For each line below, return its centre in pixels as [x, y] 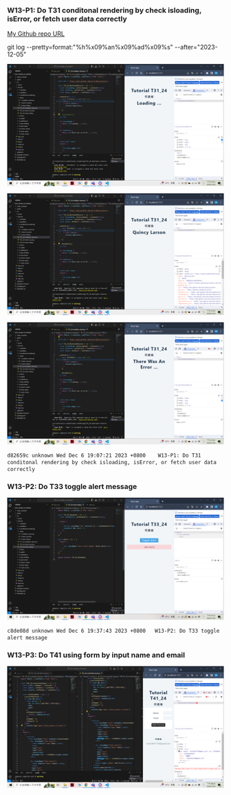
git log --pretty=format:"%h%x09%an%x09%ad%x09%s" [90, 47]
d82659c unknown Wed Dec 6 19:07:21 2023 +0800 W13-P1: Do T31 [104, 455]
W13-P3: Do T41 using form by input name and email [96, 655]
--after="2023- [196, 47]
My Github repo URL [36, 34]
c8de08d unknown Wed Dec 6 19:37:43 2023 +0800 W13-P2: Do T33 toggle [113, 631]
